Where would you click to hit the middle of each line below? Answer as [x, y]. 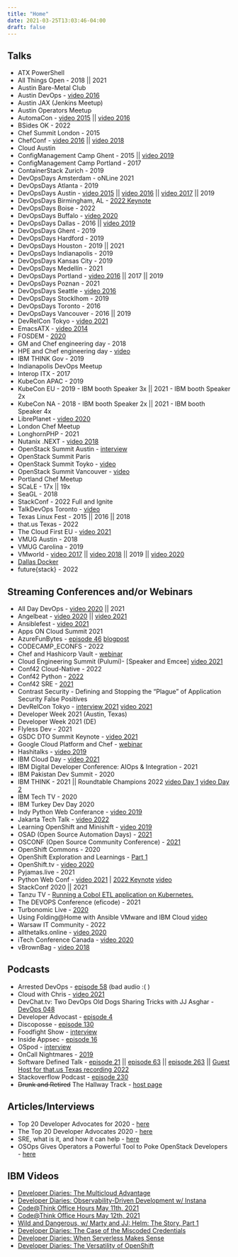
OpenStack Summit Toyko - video [67, 464]
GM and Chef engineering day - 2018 [72, 343]
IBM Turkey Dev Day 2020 [56, 804]
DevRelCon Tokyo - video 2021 [63, 321]
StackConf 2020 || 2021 [52, 887]
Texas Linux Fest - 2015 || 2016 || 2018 [74, 517]
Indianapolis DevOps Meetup [60, 366]
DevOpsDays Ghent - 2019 [57, 231]
